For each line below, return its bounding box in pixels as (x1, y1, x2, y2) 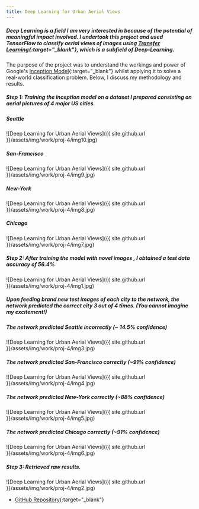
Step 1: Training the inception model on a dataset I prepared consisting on (6, 93, 192, 101)
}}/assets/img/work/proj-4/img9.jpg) (6, 171, 95, 178)
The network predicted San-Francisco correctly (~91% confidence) (6, 358, 176, 366)
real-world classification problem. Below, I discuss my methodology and (6, 74, 182, 81)
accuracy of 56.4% (6, 261, 55, 268)
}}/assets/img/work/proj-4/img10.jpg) (6, 136, 98, 143)
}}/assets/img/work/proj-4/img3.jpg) (6, 345, 95, 352)
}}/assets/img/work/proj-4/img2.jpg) (6, 485, 96, 492)
